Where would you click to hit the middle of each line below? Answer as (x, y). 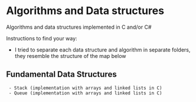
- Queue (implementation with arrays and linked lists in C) (85, 93)
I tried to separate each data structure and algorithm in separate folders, (102, 50)
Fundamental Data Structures (61, 74)
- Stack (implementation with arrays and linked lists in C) (85, 88)
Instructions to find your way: (42, 38)
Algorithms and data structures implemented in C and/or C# (79, 27)
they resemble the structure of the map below (70, 56)
